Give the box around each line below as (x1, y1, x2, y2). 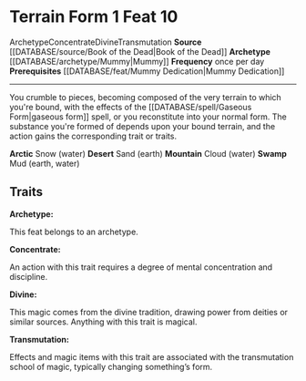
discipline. (9, 271, 48, 282)
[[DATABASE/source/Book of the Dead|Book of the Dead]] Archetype (9, 46, 271, 57)
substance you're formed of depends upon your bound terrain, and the (9, 120, 276, 131)
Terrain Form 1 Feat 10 (9, 6, 178, 27)
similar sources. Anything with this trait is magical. (9, 316, 198, 327)
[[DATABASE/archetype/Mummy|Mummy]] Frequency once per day (9, 56, 265, 67)
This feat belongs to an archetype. (9, 226, 138, 237)
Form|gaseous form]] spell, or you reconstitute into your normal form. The (9, 111, 287, 122)
